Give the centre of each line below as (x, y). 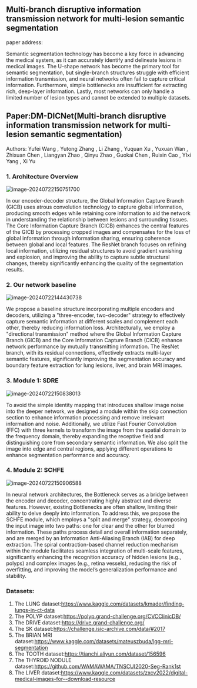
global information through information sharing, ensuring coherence (88, 238)
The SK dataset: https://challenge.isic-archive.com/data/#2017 (90, 629)
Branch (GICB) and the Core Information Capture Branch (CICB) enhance (94, 340)
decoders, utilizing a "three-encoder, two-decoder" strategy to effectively (96, 315)
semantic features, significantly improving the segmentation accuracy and (96, 359)
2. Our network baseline (41, 285)
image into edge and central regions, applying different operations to (89, 449)
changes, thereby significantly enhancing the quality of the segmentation (95, 263)
